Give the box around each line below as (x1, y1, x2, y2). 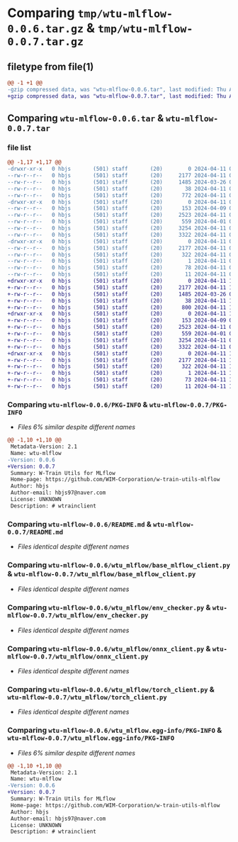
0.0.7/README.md (7, 528, 64, 536)
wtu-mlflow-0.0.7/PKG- (149, 400, 228, 409)
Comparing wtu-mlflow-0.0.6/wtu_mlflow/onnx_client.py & (7, 644, 211, 653)
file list (7, 142, 32, 152)
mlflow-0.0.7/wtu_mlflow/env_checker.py (7, 612, 149, 619)
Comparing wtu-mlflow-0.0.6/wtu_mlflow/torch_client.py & (7, 684, 215, 694)
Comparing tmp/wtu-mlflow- (7, 5, 174, 21)
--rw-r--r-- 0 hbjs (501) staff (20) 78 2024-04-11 (7, 264, 227, 271)
